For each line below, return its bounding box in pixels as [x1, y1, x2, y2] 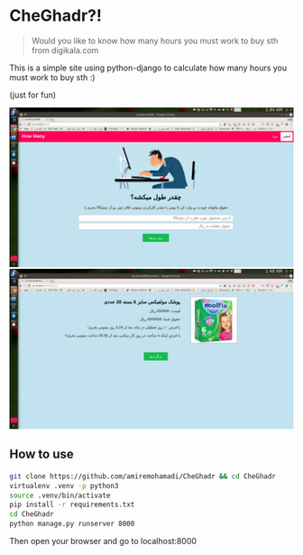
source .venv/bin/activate [9, 491, 111, 500]
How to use [9, 447, 74, 462]
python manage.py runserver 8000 [9, 520, 135, 529]
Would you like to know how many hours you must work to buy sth [31, 35, 279, 46]
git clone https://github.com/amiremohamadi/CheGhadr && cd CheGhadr [9, 471, 277, 481]
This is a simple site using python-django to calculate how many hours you [9, 62, 288, 73]
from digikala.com [31, 44, 99, 55]
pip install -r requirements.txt [9, 500, 135, 510]
